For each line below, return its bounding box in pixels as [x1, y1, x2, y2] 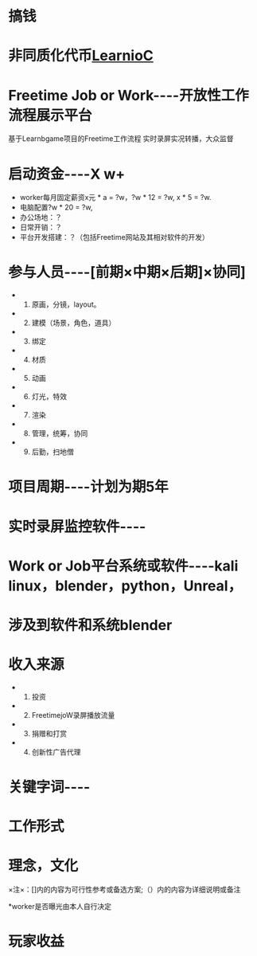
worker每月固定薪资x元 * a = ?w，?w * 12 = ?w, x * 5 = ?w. [19, 193, 212, 202]
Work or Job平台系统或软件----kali [8, 557, 239, 574]
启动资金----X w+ [8, 165, 126, 183]
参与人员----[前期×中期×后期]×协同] [8, 264, 247, 281]
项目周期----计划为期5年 [8, 478, 169, 496]
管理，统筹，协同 [31, 429, 88, 438]
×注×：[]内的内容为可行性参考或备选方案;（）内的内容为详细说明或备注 [8, 885, 241, 895]
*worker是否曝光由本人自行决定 [8, 902, 111, 911]
